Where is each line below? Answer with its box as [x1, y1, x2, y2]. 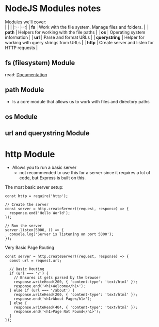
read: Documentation [5, 71, 48, 78]
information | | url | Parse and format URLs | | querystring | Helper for [5, 34, 144, 40]
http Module [5, 148, 55, 160]
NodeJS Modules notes [5, 3, 101, 14]
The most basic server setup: [5, 184, 64, 190]
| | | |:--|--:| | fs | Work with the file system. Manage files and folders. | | [5, 24, 148, 30]
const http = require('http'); [5, 194, 68, 199]
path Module [5, 86, 45, 94]
